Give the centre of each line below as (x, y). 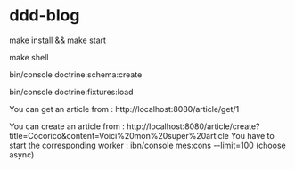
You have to (252, 135)
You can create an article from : (67, 126)
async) (22, 154)
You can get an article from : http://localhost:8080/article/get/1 (124, 109)
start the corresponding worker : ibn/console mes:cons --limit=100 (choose (148, 145)
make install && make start (58, 40)
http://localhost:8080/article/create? (193, 126)
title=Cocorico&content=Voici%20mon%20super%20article (119, 135)
